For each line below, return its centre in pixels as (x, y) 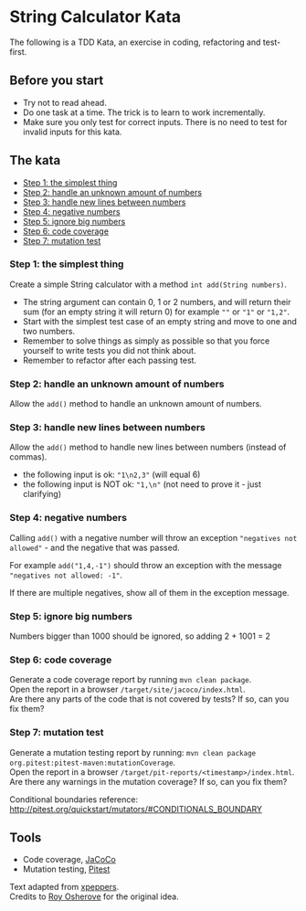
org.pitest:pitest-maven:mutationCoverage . (93, 762)
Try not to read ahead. (64, 102)
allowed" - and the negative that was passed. (95, 547)
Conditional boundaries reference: (74, 799)
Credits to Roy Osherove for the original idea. (95, 896)
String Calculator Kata (95, 17)
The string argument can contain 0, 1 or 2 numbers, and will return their (157, 302)
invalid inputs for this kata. (72, 132)
